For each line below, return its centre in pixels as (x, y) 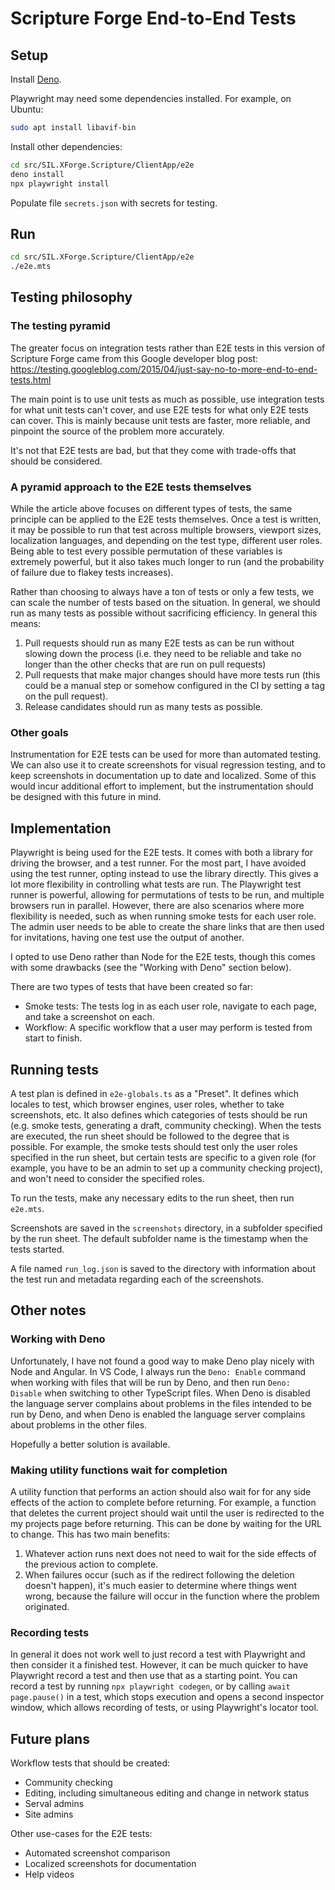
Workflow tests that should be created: (90, 1763)
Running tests (55, 1069)
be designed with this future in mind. (86, 797)
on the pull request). (66, 696)
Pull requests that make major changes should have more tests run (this (172, 675)
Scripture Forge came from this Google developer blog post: (134, 358)
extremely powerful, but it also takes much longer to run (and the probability (167, 562)
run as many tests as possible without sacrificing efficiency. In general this (164, 613)
